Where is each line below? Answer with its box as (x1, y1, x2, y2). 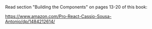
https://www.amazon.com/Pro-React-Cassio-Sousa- (5, 14, 112, 19)
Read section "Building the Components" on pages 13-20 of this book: (5, 4, 148, 10)
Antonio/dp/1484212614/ (5, 19, 55, 24)
